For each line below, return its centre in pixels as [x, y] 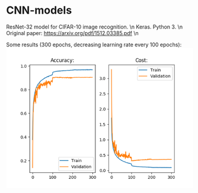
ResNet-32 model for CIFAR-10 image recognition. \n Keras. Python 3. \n [94, 27]
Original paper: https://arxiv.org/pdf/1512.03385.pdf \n [72, 33]
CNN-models [39, 10]
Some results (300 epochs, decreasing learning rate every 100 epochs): [94, 45]
